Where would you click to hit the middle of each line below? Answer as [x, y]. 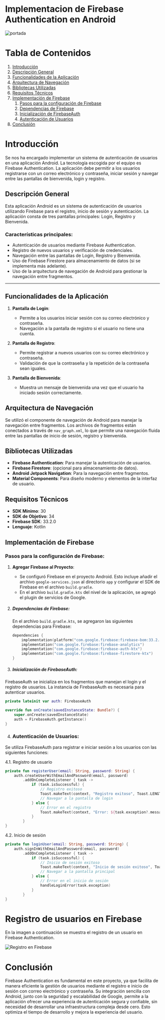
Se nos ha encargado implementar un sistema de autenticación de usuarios [82, 157]
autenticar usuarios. [25, 692]
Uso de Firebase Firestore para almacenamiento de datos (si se [76, 261]
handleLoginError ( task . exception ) [75, 885]
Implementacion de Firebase [64, 9]
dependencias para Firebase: [42, 626]
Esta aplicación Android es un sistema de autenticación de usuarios [73, 206]
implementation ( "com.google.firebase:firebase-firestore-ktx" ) [87, 654]
